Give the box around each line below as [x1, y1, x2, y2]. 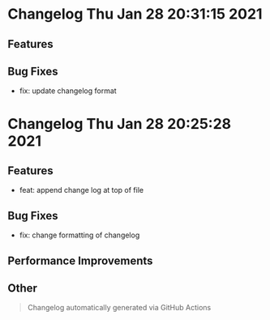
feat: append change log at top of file [19, 186, 144, 195]
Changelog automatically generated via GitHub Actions [27, 303, 212, 313]
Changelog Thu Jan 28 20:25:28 [7, 114, 232, 133]
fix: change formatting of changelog [19, 230, 140, 240]
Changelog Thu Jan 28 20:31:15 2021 [7, 5, 263, 23]
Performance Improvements [7, 254, 153, 267]
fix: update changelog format [19, 86, 117, 96]
